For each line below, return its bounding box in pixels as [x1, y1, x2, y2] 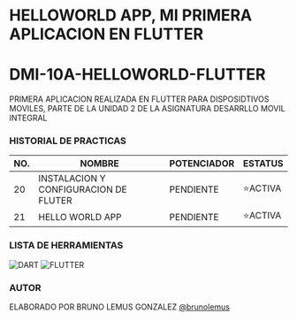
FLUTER [38, 195, 72, 207]
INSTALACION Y [38, 172, 106, 185]
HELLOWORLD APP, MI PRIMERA [9, 5, 253, 26]
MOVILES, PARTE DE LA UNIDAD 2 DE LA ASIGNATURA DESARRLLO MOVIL [9, 103, 286, 114]
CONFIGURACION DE [38, 183, 127, 195]
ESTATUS [242, 157, 284, 170]
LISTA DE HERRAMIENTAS [9, 240, 124, 252]
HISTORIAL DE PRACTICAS [9, 134, 126, 147]
